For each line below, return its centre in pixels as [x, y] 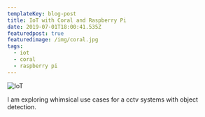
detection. [22, 106]
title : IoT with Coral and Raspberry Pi [67, 20]
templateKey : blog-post [42, 14]
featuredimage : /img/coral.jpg [53, 40]
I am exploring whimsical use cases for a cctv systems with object [102, 99]
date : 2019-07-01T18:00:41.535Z [54, 27]
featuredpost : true [36, 33]
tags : [15, 46]
